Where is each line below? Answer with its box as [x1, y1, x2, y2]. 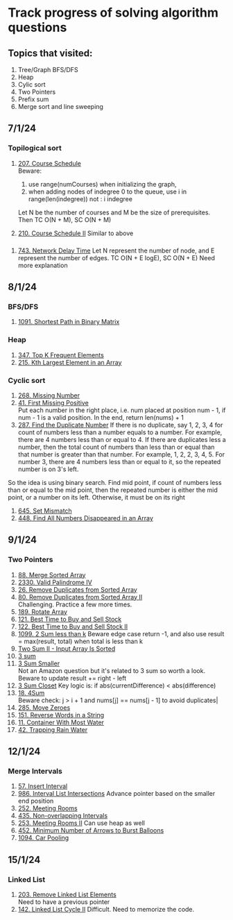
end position [17, 797, 54, 806]
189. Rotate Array [17, 607, 68, 615]
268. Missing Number [17, 391, 80, 400]
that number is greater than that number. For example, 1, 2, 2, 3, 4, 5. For [17, 450, 225, 459]
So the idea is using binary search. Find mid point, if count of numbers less [8, 478, 222, 486]
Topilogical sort [8, 144, 62, 153]
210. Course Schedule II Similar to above [17, 229, 134, 237]
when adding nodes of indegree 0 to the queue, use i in [28, 187, 187, 196]
